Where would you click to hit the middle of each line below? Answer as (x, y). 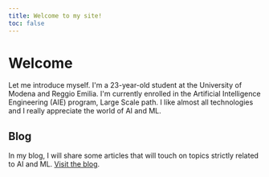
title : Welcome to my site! (55, 16)
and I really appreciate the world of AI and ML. (85, 111)
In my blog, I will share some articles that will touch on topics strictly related (134, 156)
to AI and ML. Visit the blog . (54, 164)
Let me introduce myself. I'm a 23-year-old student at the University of (125, 85)
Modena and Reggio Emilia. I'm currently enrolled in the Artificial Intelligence (134, 94)
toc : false (26, 23)
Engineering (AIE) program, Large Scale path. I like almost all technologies (131, 102)
